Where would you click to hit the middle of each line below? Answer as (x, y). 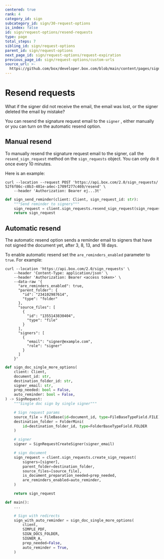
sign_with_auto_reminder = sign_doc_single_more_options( (74, 520)
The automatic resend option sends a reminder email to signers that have (79, 240)
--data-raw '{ (28, 282)
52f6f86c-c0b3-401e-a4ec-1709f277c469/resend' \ (55, 186)
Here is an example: (25, 173)
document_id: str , (32, 376)
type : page (16, 37)
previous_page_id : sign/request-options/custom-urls (60, 60)
